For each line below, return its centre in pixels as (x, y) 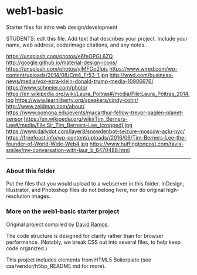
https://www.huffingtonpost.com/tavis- (137, 144)
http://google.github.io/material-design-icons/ (62, 62)
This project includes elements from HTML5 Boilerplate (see (79, 260)
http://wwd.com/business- (142, 75)
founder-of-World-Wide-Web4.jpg (47, 144)
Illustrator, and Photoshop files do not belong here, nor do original (86, 190)
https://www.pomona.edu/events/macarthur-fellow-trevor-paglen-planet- (95, 112)
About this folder (31, 171)
